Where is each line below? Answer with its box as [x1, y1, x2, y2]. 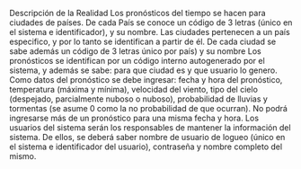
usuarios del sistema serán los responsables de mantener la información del [9, 122, 291, 133]
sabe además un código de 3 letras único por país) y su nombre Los [9, 46, 262, 57]
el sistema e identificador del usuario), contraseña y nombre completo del [9, 141, 283, 152]
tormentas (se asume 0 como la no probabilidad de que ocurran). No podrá [9, 103, 288, 113]
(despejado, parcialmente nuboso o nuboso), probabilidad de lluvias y [9, 93, 268, 104]
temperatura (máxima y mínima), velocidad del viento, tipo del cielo [9, 84, 259, 94]
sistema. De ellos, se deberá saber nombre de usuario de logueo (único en [9, 132, 286, 142]
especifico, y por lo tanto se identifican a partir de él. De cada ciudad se [9, 36, 277, 47]
